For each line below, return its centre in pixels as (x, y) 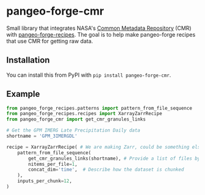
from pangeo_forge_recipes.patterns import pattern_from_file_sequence (99, 108)
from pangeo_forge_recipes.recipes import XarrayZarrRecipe (85, 114)
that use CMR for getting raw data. (50, 41)
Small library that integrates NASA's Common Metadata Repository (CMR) (99, 28)
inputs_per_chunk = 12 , (45, 181)
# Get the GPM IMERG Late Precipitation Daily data (73, 130)
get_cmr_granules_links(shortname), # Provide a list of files (110, 158)
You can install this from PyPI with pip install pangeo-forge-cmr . (89, 75)
